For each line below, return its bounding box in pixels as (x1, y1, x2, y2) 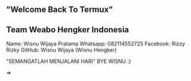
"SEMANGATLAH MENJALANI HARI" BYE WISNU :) (6, 58, 132, 65)
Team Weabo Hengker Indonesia (6, 25, 129, 35)
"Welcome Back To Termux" (6, 5, 113, 15)
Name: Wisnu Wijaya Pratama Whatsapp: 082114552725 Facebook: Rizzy (6, 41, 186, 48)
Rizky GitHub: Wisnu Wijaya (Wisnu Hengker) (6, 46, 117, 53)
